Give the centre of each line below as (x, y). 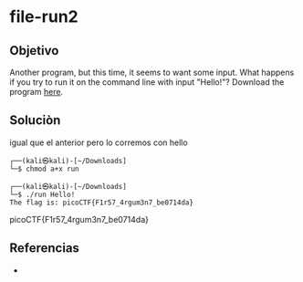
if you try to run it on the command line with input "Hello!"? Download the (147, 82)
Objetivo (34, 51)
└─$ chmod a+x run (44, 169)
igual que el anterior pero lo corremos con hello (99, 142)
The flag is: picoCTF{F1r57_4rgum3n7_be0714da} (102, 203)
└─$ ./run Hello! (42, 194)
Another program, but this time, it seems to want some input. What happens (152, 72)
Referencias (45, 248)
